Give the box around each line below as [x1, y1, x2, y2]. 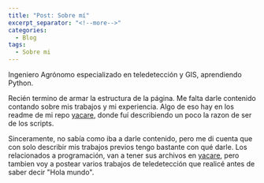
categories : [8, 26, 47, 34]
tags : [8, 41, 26, 49]
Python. [8, 78, 34, 88]
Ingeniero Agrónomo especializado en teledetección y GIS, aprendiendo [8, 70, 242, 79]
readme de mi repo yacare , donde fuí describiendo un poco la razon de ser [8, 110, 252, 119]
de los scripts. [8, 119, 54, 128]
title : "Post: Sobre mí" [8, 11, 90, 20]
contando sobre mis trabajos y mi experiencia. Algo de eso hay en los [8, 102, 235, 111]
